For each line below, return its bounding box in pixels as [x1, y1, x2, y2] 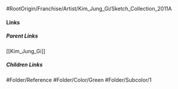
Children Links [6, 61, 43, 68]
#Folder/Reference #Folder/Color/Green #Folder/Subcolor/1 [6, 76, 152, 83]
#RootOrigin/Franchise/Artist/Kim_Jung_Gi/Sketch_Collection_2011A [6, 5, 172, 12]
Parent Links [6, 32, 38, 39]
